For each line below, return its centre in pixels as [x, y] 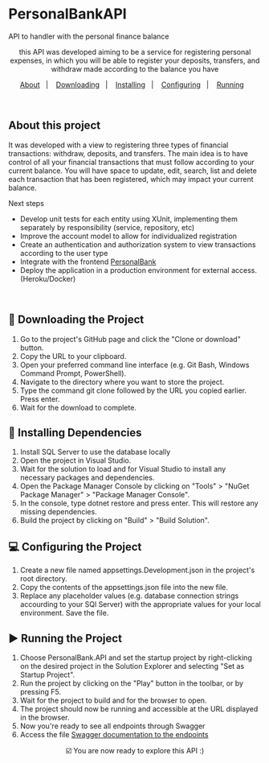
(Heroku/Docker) [48, 278]
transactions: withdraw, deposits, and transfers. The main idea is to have [128, 153]
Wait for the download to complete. [78, 407]
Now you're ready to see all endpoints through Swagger [112, 726]
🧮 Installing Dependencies [75, 433]
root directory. [43, 579]
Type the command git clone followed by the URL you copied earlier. [133, 390]
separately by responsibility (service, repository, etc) [107, 227]
